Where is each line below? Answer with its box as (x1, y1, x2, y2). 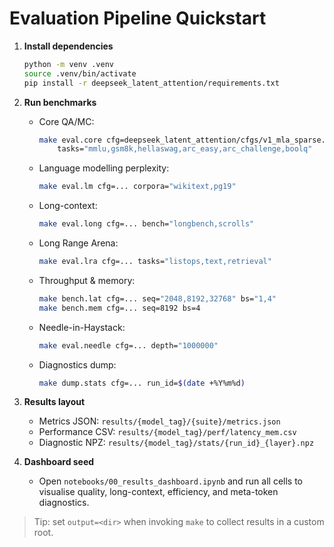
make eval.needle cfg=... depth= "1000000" (38, 340, 219, 351)
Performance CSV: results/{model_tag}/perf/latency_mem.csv (38, 426, 297, 438)
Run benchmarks (23, 96, 97, 108)
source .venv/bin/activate (23, 68, 137, 79)
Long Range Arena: (38, 237, 119, 249)
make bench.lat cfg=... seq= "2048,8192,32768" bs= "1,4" (38, 293, 277, 304)
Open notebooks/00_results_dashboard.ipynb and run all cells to (38, 475, 303, 487)
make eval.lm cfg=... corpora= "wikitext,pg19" (38, 182, 237, 192)
